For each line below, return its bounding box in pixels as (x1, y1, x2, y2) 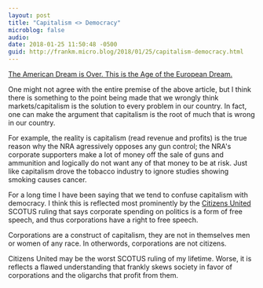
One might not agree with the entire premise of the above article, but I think (8, 85, 251, 94)
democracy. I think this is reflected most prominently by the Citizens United (8, 199, 251, 208)
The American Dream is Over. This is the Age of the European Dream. (8, 70, 233, 78)
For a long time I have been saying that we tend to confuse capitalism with (8, 190, 249, 199)
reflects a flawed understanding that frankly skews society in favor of (8, 262, 233, 272)
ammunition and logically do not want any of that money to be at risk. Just (8, 159, 248, 167)
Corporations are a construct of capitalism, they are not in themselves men (8, 231, 250, 239)
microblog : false (8, 26, 65, 34)
